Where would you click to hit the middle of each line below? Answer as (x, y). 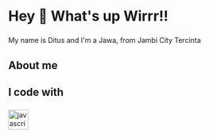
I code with (36, 92)
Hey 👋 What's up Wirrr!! (89, 16)
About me (33, 65)
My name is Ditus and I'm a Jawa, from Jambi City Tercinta (104, 40)
